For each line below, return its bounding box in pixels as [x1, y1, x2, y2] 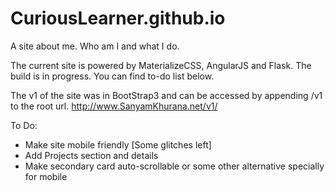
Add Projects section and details [24, 149, 159, 161]
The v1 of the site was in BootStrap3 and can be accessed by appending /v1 [10, 89, 323, 101]
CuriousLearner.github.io [10, 7, 226, 30]
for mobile [24, 170, 68, 182]
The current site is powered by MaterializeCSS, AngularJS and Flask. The [10, 59, 312, 71]
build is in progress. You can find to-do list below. [10, 70, 215, 82]
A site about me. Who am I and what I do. [10, 40, 180, 52]
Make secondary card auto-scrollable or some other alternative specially [24, 160, 325, 172]
